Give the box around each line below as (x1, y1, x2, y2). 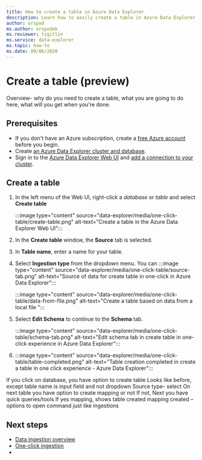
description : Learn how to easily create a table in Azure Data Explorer (6, 15, 196, 21)
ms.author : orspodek (6, 25, 58, 32)
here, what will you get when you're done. (6, 100, 110, 108)
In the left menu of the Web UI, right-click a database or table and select (14, 194, 196, 201)
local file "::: (14, 304, 45, 311)
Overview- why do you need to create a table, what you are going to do (6, 94, 184, 102)
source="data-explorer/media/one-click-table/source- (55, 266, 190, 274)
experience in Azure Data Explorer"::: (28, 340, 121, 347)
